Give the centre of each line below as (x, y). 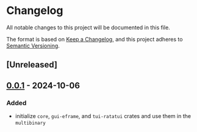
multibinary (30, 123)
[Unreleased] (32, 65)
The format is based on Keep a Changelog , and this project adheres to (95, 39)
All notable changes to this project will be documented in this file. (88, 27)
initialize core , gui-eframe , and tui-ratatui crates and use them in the (103, 116)
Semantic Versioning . (33, 46)
